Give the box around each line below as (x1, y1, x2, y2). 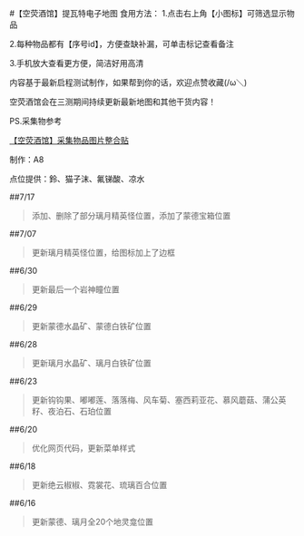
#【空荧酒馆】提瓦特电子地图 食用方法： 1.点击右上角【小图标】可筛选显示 (9, 8, 288, 18)
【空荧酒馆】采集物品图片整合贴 (9, 135, 129, 145)
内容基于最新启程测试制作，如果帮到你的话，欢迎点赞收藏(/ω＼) (9, 77, 248, 88)
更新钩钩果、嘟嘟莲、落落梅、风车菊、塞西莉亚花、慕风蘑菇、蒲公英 (31, 395, 287, 405)
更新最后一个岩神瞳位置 (31, 284, 120, 295)
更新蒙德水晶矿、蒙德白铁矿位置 (31, 321, 152, 331)
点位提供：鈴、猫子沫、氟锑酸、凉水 (9, 173, 145, 184)
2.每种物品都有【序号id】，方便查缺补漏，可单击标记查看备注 (9, 39, 234, 49)
